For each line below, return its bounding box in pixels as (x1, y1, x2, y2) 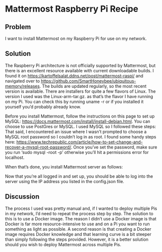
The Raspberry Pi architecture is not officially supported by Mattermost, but (5, 62, 156, 68)
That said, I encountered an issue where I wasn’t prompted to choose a (5, 129, 147, 134)
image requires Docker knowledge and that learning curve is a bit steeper (5, 231, 151, 237)
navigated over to (5, 78, 40, 84)
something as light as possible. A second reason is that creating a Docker (5, 226, 151, 232)
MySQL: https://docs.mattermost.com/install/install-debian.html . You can (5, 118, 151, 124)
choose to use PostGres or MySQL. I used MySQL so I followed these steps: (5, 123, 156, 129)
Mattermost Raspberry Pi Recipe (5, 3, 139, 15)
